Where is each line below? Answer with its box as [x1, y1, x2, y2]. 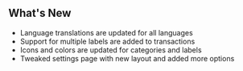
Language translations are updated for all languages [19, 27, 193, 37]
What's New [8, 6, 72, 20]
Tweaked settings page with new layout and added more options [19, 53, 235, 63]
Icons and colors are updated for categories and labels [19, 44, 203, 55]
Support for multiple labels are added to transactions [19, 36, 196, 46]
